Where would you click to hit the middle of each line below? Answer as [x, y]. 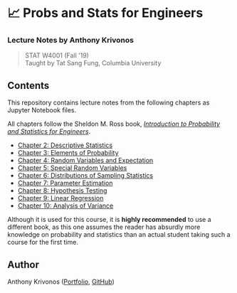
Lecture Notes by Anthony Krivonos [70, 41]
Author [23, 264]
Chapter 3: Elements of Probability [68, 153]
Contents [28, 85]
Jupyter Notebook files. [42, 110]
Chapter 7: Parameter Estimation [65, 183]
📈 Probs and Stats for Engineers [105, 13]
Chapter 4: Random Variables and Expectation [85, 161]
